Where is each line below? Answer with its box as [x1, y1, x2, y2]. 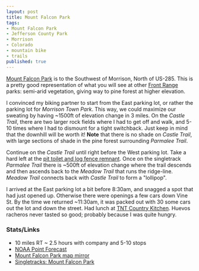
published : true [6, 58, 46, 64]
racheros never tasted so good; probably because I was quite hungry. [6, 211, 177, 218]
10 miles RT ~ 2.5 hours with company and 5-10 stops [14, 239, 147, 246]
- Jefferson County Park [6, 31, 68, 37]
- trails [6, 53, 28, 59]
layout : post [6, 8, 39, 15]
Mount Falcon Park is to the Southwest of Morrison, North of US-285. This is [6, 75, 193, 82]
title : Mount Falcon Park [6, 14, 70, 20]
